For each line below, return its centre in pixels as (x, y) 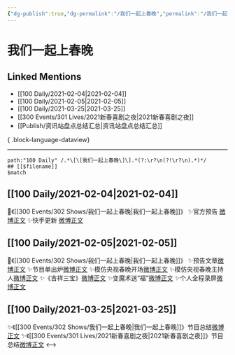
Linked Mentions (44, 77)
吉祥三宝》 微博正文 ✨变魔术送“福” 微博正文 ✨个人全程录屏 (134, 278)
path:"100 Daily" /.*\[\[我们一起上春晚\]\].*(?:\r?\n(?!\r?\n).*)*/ (107, 160)
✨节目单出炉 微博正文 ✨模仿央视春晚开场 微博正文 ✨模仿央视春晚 (119, 270)
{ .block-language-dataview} (49, 139)
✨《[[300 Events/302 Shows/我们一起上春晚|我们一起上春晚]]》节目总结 (109, 327)
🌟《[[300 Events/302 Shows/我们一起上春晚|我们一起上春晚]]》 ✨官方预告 (113, 211)
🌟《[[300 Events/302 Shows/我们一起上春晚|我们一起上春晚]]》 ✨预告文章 (113, 260)
